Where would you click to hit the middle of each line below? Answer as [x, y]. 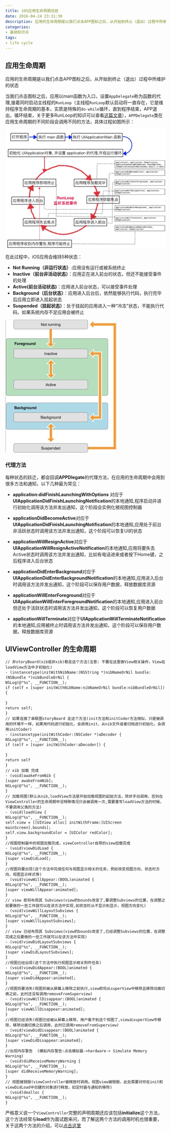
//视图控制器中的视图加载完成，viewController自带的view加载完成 [68, 843]
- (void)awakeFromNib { [31, 776]
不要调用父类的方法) [24, 807]
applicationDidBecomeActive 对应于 [51, 518]
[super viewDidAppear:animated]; [41, 978]
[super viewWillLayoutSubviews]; [41, 921]
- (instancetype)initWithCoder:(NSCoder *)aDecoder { [64, 735]
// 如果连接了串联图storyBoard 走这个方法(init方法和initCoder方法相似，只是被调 [84, 719]
